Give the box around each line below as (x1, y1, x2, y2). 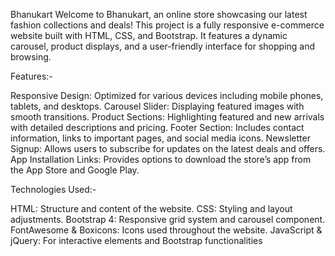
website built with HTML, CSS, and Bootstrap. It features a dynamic (10, 30, 288, 41)
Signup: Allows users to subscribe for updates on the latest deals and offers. (10, 143, 326, 154)
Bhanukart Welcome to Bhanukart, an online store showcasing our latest (10, 9, 308, 20)
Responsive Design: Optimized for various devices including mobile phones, (10, 90, 324, 101)
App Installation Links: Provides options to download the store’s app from (10, 154, 312, 165)
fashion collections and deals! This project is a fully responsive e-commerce (10, 19, 325, 31)
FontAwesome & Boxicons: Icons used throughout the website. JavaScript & (10, 224, 323, 236)
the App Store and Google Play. (10, 164, 140, 176)
